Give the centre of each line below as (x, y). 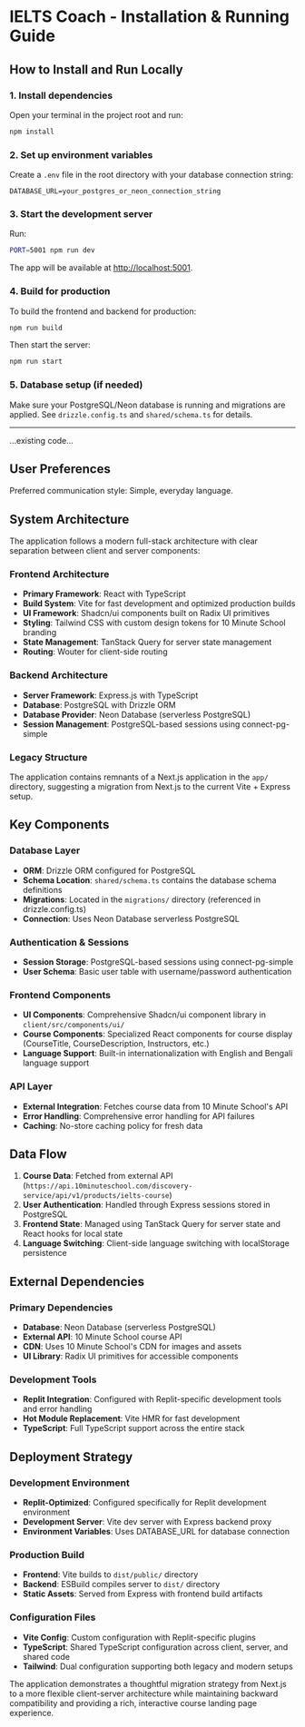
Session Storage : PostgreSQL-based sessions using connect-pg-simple (157, 962)
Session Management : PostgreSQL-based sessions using (131, 724)
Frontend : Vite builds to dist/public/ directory (110, 1575)
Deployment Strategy (71, 1457)
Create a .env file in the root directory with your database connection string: (152, 175)
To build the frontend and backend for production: (103, 311)
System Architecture (69, 519)
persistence (45, 1253)
